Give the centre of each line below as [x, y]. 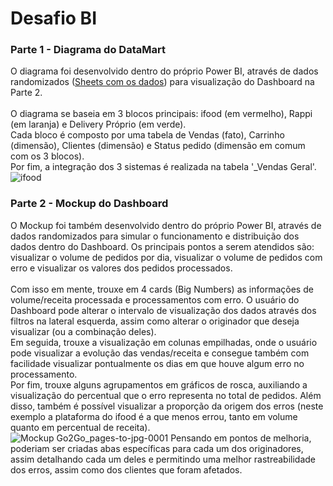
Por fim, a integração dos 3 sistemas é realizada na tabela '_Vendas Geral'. [163, 167]
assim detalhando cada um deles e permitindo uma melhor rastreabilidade [163, 459]
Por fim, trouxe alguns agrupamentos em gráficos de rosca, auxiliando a [159, 384]
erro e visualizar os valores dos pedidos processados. [121, 268]
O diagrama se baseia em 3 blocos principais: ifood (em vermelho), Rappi [161, 114]
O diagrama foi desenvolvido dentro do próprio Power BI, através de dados [164, 71]
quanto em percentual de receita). [80, 427]
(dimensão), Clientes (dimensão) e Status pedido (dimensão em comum [158, 146]
